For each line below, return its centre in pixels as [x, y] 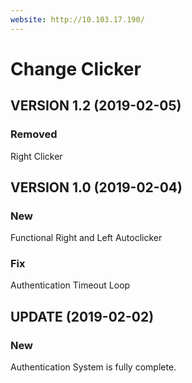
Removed [34, 134]
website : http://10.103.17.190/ [77, 19]
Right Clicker [36, 156]
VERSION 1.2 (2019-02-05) [96, 106]
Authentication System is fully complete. [93, 367]
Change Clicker [76, 68]
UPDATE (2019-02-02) [82, 316]
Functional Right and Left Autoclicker [86, 238]
